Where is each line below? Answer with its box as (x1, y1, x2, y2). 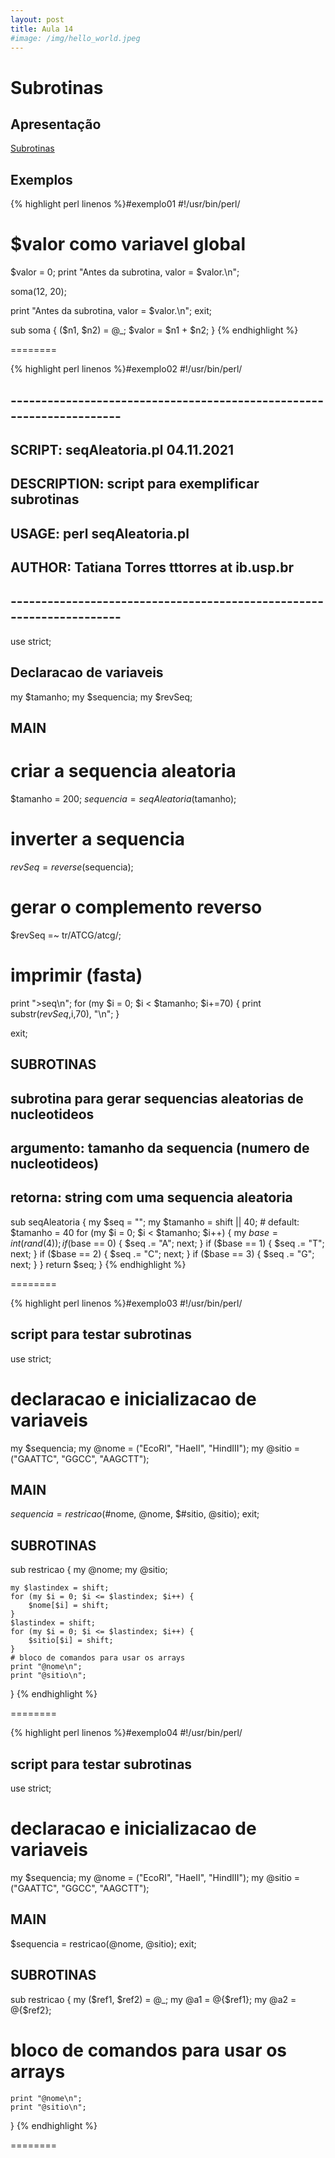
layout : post (10, 14, 65, 25)
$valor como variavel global (10, 233, 246, 256)
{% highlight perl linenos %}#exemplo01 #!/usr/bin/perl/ (10, 198, 241, 210)
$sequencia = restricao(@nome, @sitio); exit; (10, 1937, 197, 1950)
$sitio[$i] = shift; (28, 1636, 114, 1646)
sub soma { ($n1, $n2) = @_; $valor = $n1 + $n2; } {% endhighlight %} (10, 324, 299, 336)
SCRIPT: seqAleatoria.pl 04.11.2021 (10, 441, 235, 458)
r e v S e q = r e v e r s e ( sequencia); (10, 861, 134, 873)
